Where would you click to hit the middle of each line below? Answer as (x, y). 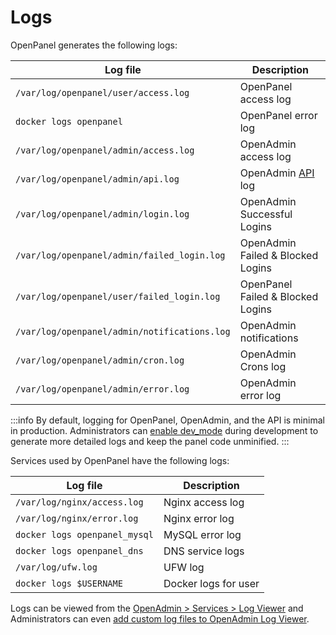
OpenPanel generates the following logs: (94, 45)
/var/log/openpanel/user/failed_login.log (118, 296)
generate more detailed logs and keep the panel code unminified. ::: (150, 441)
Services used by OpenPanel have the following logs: (120, 460)
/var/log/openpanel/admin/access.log (105, 150)
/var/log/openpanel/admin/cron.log (100, 360)
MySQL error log (202, 534)
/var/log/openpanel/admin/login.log (102, 214)
